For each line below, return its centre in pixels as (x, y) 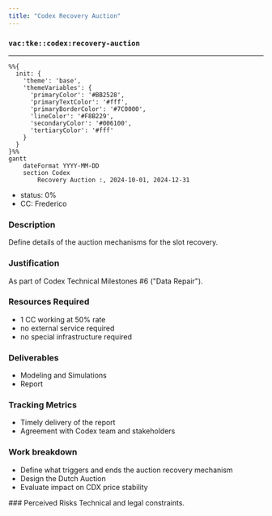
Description (32, 224)
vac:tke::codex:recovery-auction (74, 43)
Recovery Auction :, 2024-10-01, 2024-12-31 (114, 180)
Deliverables (34, 357)
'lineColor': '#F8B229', (72, 116)
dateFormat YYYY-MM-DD (61, 166)
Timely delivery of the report (68, 423)
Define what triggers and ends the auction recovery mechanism (126, 470)
